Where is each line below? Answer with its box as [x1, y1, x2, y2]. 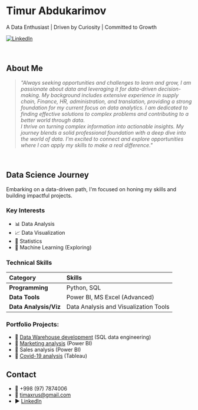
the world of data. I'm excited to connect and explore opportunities [20, 135, 184, 142]
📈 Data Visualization [14, 229, 65, 236]
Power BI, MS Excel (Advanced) [66, 293, 154, 301]
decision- [158, 85, 181, 92]
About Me [6, 64, 43, 74]
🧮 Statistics [14, 237, 42, 245]
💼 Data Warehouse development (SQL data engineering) [14, 334, 151, 341]
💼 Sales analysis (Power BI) [14, 346, 81, 354]
